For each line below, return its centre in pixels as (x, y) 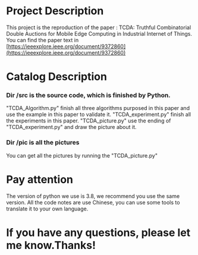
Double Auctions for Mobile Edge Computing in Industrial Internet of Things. (99, 33)
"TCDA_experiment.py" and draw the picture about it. (71, 127)
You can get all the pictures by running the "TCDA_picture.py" (82, 155)
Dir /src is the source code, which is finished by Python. (88, 95)
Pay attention (40, 179)
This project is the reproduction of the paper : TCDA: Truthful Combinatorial (99, 27)
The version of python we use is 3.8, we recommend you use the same (93, 196)
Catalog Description (56, 77)
